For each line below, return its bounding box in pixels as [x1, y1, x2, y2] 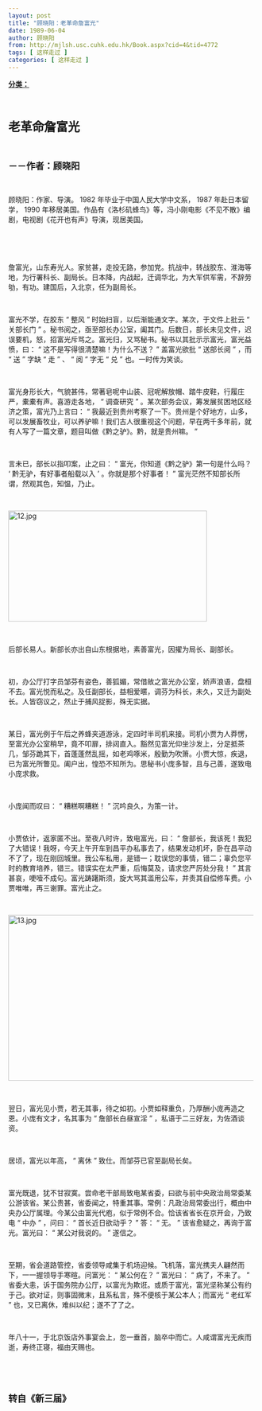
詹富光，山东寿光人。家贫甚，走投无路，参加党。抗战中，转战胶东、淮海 [8, 262, 245, 271]
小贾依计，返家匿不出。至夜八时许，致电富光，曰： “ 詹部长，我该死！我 [8, 833, 245, 843]
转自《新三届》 [8, 1393, 71, 1405]
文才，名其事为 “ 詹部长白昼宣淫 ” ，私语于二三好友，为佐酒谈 [42, 1113, 245, 1123]
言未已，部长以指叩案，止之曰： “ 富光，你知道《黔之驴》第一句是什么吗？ [8, 458, 252, 468]
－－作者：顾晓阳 [8, 160, 80, 172]
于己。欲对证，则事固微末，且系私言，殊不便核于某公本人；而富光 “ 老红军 [8, 1290, 252, 1300]
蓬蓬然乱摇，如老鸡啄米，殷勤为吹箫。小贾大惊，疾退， [70, 749, 252, 758]
